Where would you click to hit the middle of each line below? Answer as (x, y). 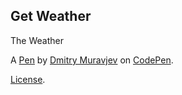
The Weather (37, 40)
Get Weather (51, 16)
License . (28, 79)
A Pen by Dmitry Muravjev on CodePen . (92, 60)
